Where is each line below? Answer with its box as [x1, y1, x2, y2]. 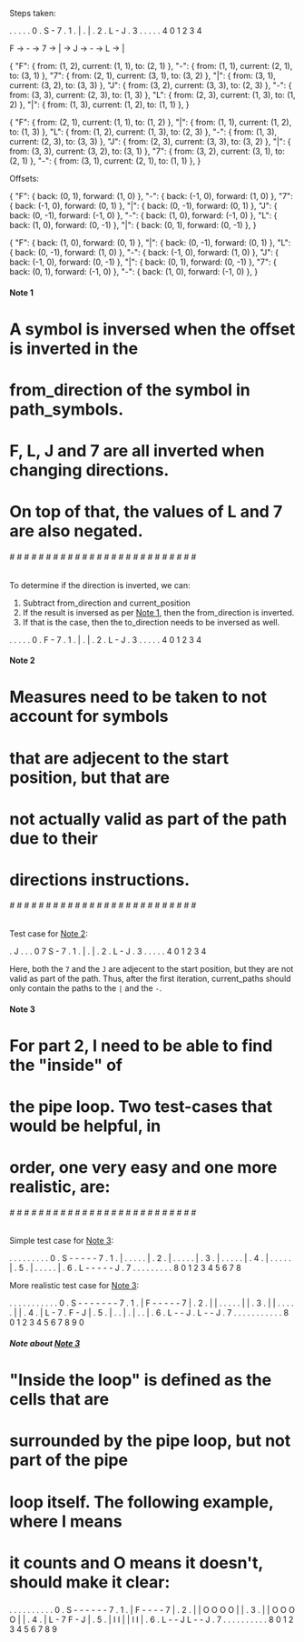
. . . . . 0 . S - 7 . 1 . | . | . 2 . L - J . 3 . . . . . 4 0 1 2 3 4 [9, 25, 202, 35]
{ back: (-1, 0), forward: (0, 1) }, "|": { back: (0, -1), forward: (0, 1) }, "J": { [9, 200, 278, 211]
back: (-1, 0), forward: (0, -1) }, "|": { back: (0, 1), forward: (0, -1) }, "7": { [9, 256, 277, 267]
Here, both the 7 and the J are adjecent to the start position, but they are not [9, 964, 294, 975]
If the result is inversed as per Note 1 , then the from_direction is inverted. [22, 606, 295, 617]
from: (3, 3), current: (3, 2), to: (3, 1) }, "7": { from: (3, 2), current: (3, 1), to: [9, 145, 286, 156]
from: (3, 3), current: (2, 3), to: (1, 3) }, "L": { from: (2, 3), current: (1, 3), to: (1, [9, 90, 296, 100]
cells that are [9, 1389, 110, 1410]
